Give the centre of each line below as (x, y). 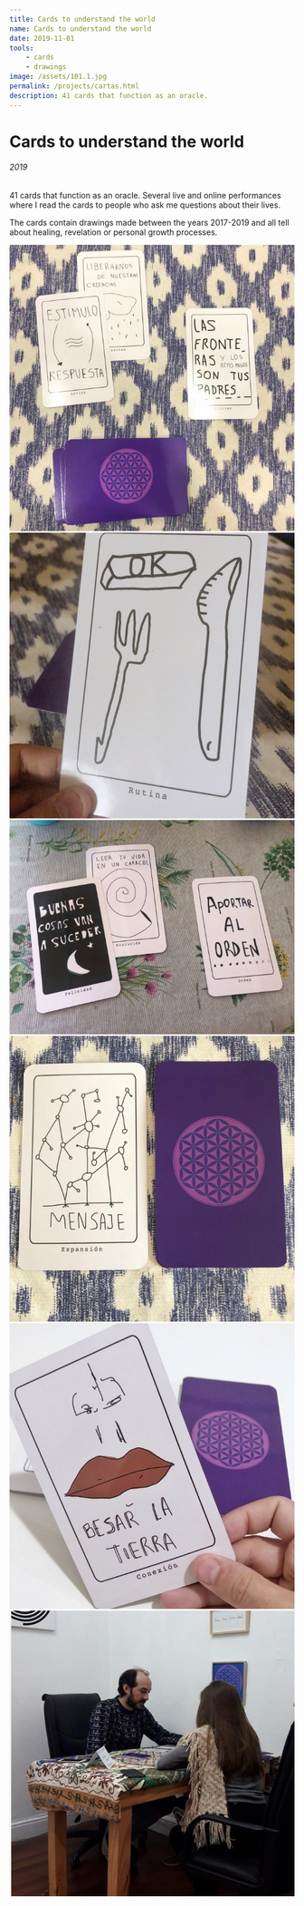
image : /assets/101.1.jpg (58, 77)
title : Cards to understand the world (82, 19)
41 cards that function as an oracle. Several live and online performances (146, 196)
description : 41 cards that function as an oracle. (109, 95)
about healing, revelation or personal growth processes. (114, 232)
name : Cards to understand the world (81, 29)
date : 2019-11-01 (42, 38)
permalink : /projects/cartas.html (75, 86)
